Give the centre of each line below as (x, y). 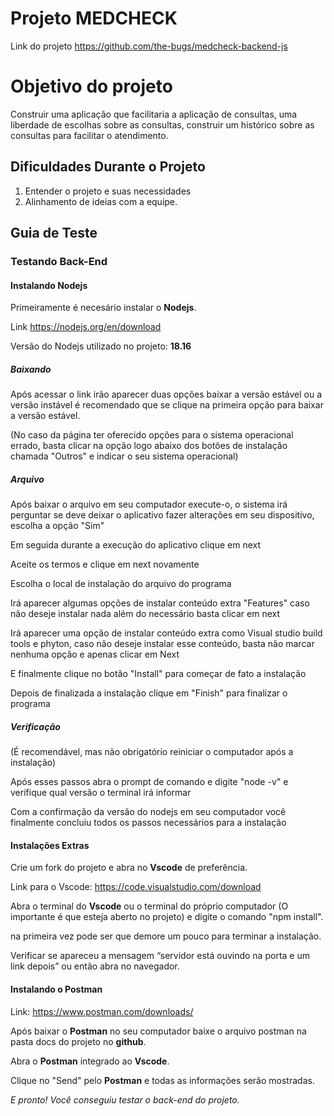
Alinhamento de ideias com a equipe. (101, 201)
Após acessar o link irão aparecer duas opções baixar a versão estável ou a (166, 394)
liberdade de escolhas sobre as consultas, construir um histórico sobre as (162, 124)
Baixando (31, 369)
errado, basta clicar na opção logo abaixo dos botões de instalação (149, 446)
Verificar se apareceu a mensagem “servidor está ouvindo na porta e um (160, 956)
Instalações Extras (50, 845)
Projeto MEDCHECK (94, 18)
